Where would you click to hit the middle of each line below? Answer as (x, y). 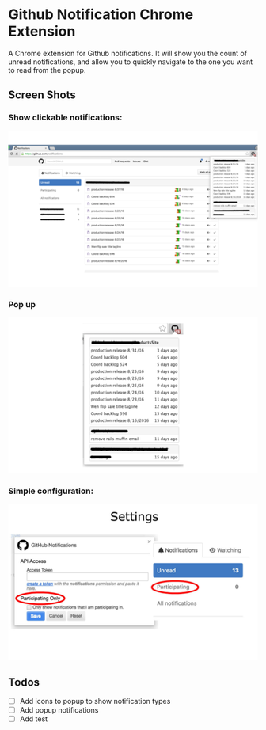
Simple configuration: (51, 491)
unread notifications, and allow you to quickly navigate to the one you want (131, 62)
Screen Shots (42, 95)
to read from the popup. (47, 70)
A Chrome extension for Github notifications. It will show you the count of (128, 53)
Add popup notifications (59, 710)
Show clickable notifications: (65, 118)
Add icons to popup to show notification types (95, 701)
